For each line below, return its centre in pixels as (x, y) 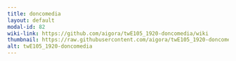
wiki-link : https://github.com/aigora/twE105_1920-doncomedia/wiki (108, 33)
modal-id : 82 (26, 27)
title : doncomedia (34, 14)
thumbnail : (23, 40)
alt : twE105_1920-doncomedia (50, 46)
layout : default (31, 20)
